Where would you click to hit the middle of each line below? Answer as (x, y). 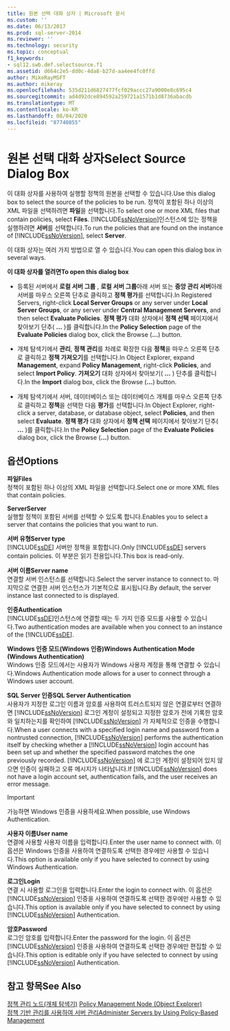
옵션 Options (33, 461)
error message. (29, 784)
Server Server (27, 509)
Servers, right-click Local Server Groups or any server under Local (112, 303)
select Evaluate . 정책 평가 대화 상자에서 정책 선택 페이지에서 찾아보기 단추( (117, 421)
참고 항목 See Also (44, 986)
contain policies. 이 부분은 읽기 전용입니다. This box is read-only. (95, 556)
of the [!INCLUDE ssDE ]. (41, 635)
